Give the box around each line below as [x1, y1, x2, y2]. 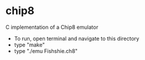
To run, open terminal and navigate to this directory [14, 35, 140, 42]
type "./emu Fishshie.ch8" [14, 47, 78, 54]
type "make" [14, 41, 45, 48]
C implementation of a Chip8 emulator [5, 24, 99, 31]
